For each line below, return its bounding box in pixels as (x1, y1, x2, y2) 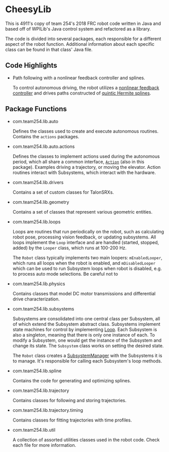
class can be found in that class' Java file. (5, 46, 93, 52)
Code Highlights (5, 61, 57, 70)
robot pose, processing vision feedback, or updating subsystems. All (12, 234, 156, 240)
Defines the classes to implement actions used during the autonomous (12, 153, 160, 159)
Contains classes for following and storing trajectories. (12, 397, 126, 403)
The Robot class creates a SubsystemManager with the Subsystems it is (12, 352, 162, 358)
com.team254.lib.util (12, 427, 56, 433)
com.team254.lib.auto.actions (12, 143, 75, 149)
